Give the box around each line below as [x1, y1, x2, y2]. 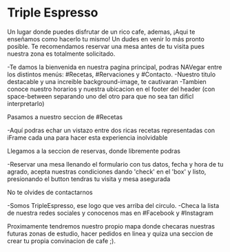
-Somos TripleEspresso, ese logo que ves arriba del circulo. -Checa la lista [7, 201, 220, 209]
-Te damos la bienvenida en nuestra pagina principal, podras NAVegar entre [7, 63, 222, 71]
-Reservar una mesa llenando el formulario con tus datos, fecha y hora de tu [7, 160, 224, 168]
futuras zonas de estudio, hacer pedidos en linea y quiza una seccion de [7, 229, 213, 238]
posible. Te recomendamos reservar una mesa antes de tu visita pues [7, 42, 205, 50]
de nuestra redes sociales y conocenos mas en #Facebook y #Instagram [7, 209, 213, 217]
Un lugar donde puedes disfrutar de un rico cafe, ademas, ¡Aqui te [7, 28, 196, 36]
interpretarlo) [7, 99, 45, 107]
